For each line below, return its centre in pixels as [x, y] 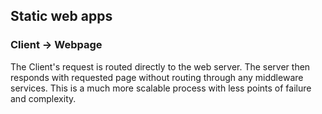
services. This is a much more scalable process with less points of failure [161, 88]
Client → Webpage [56, 45]
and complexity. [43, 98]
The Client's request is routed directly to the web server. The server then [160, 66]
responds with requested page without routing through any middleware [157, 77]
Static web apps [61, 16]
